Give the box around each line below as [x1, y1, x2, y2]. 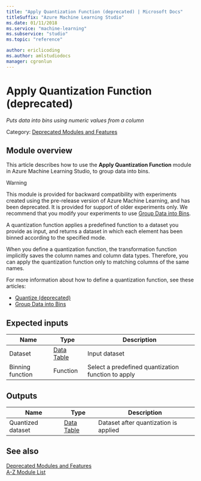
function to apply [87, 370, 136, 379]
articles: [6, 283, 26, 290]
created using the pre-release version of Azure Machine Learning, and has [6, 197, 190, 204]
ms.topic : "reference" [6, 36, 63, 42]
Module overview [6, 145, 73, 155]
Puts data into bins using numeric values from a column [6, 117, 144, 124]
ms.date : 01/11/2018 [6, 20, 58, 26]
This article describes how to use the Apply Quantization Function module [6, 161, 191, 168]
